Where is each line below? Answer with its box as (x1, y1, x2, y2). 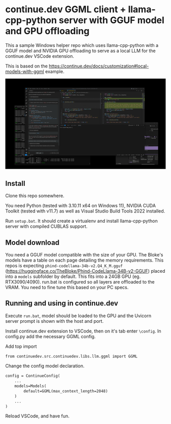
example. (45, 68, 65, 75)
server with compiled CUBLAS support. (5, 223, 88, 229)
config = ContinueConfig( (5, 373, 60, 379)
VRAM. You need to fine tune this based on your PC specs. (5, 285, 129, 291)
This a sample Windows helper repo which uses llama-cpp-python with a (5, 42, 159, 48)
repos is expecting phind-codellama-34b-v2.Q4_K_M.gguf (5, 263, 123, 269)
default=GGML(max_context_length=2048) (23, 388, 108, 394)
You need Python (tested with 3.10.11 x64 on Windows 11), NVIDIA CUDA (5, 203, 156, 209)
